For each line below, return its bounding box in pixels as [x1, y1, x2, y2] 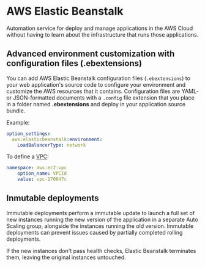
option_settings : [6, 130, 51, 137]
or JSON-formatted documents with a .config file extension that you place [6, 93, 195, 101]
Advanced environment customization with [6, 49, 175, 59]
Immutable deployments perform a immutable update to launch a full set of [6, 209, 195, 216]
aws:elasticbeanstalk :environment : [12, 136, 103, 142]
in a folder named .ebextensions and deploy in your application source [6, 100, 185, 108]
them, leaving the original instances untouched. [6, 254, 127, 261]
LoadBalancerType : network [17, 142, 86, 148]
